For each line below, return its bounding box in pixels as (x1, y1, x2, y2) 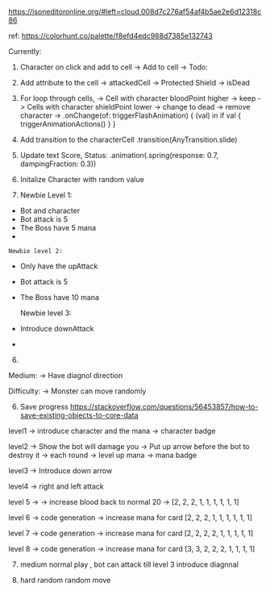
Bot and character (19, 206, 81, 215)
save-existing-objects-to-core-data (19, 410, 139, 420)
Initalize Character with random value (19, 175, 145, 184)
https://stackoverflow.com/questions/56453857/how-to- (69, 402, 259, 411)
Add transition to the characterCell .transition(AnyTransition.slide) (19, 135, 238, 144)
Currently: (8, 47, 42, 56)
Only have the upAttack (19, 261, 98, 271)
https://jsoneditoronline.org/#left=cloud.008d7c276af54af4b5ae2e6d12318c (8, 7, 262, 16)
